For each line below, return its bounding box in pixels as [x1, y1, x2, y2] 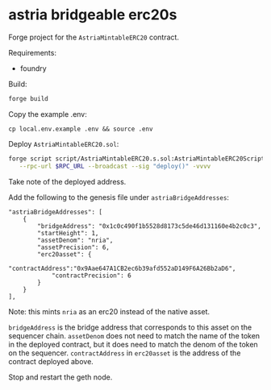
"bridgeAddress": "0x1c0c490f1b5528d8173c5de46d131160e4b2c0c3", [37, 222, 262, 230]
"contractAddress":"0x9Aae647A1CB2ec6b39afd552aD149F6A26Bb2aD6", [8, 264, 236, 272]
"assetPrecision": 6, [37, 243, 110, 251]
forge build [8, 94, 48, 102]
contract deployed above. [8, 356, 94, 366]
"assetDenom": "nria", [37, 236, 114, 244]
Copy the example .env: [8, 109, 87, 118]
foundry [19, 63, 47, 73]
